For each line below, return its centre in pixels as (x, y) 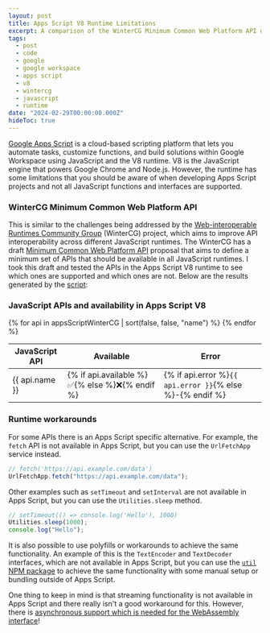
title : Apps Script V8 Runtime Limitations (82, 23)
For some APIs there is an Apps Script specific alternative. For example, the (133, 436)
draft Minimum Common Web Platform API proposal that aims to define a (129, 250)
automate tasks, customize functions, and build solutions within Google (126, 152)
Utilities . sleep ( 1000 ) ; (48, 523)
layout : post (30, 16)
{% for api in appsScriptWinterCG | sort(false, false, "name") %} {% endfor (132, 323)
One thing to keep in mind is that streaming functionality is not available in (131, 595)
